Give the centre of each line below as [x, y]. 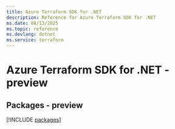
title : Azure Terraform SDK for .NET [54, 12]
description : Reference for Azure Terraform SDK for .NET [81, 18]
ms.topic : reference [33, 29]
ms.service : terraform [35, 40]
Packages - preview [45, 105]
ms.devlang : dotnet [31, 35]
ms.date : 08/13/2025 [33, 23]
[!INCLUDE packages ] [34, 120]
